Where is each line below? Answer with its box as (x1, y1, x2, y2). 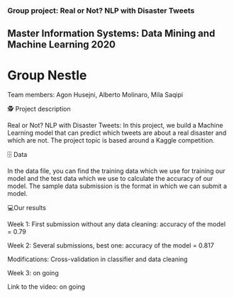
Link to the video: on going (7, 282, 86, 291)
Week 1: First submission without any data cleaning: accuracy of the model (7, 220, 225, 228)
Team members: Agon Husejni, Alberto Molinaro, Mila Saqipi (7, 91, 183, 99)
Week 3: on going (7, 269, 59, 277)
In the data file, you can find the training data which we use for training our (7, 167, 225, 175)
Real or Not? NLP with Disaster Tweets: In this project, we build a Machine (7, 121, 223, 130)
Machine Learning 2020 (7, 38, 116, 51)
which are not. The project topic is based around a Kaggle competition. (7, 136, 215, 145)
